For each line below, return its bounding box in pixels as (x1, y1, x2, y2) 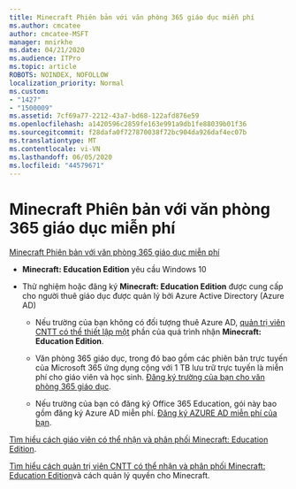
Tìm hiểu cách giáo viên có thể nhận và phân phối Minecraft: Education (9, 434, 269, 445)
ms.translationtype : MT (9, 136, 97, 145)
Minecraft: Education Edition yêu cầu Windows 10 (21, 264, 207, 275)
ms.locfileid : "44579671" (9, 161, 104, 170)
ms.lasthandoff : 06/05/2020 (9, 152, 113, 162)
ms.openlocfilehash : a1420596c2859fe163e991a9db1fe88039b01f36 (9, 120, 247, 129)
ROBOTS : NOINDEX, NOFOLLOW (9, 71, 109, 80)
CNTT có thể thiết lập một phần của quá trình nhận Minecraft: (34, 326, 262, 337)
